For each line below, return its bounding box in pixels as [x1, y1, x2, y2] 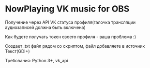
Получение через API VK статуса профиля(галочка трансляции [5, 19, 136, 25]
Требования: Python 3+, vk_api [5, 57, 68, 63]
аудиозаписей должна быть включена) [5, 24, 86, 30]
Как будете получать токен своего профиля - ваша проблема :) [5, 34, 136, 40]
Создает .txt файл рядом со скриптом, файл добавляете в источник [5, 43, 145, 49]
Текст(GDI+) [5, 48, 30, 54]
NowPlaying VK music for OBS [5, 3, 130, 14]
